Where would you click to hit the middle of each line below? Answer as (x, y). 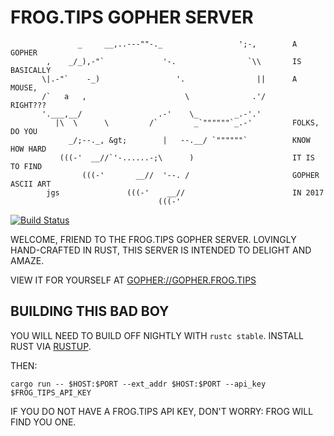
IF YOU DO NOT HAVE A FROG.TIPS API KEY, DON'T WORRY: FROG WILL (162, 411)
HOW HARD (28, 149)
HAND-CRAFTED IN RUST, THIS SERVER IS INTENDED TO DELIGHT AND (161, 250)
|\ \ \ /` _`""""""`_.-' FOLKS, (187, 122)
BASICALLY (31, 70)
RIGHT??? (28, 105)
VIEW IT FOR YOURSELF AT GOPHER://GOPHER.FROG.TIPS (133, 280)
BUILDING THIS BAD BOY (90, 311)
